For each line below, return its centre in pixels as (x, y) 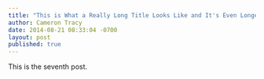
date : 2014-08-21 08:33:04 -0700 (63, 30)
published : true (35, 45)
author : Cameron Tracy (45, 23)
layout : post (29, 37)
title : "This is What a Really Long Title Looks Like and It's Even (123, 15)
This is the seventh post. (48, 66)
